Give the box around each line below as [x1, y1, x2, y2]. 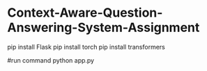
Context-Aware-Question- [7, 5, 163, 21]
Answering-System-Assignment [7, 19, 200, 35]
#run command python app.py [7, 56, 95, 64]
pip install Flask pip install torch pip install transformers [7, 42, 165, 51]
